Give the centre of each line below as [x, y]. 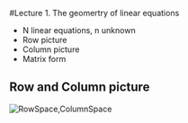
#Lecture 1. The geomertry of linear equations [94, 13]
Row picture [45, 40]
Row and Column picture [80, 88]
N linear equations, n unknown [79, 30]
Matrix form [44, 59]
